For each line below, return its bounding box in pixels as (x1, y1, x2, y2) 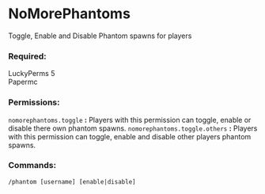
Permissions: (8, 97, 60, 108)
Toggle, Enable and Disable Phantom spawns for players (8, 31, 192, 40)
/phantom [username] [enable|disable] (8, 177, 136, 186)
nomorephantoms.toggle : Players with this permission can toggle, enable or (8, 115, 252, 124)
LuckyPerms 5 (8, 69, 55, 78)
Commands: (8, 160, 57, 171)
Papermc (8, 77, 38, 87)
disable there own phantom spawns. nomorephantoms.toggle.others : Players (8, 124, 258, 133)
